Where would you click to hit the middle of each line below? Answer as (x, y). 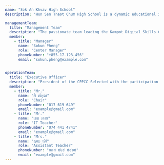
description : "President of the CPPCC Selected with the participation (84, 82)
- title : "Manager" (34, 41)
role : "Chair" (32, 100)
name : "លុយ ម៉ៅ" (34, 141)
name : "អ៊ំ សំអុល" (34, 95)
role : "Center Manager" (42, 50)
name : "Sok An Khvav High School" (40, 10)
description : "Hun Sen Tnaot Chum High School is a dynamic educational (81, 14)
